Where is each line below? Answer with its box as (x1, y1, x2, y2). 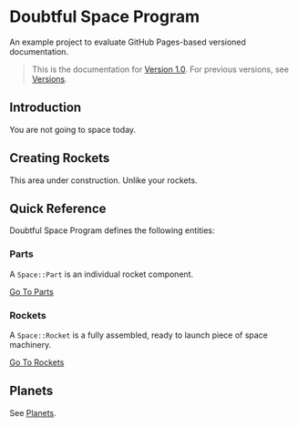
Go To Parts (9, 286, 55, 297)
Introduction (9, 100, 82, 116)
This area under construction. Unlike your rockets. (9, 175, 198, 186)
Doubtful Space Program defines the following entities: (9, 225, 216, 236)
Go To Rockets (9, 357, 65, 368)
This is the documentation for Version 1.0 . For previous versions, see (31, 64, 290, 75)
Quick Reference (9, 200, 107, 216)
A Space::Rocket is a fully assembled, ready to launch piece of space (9, 330, 269, 341)
